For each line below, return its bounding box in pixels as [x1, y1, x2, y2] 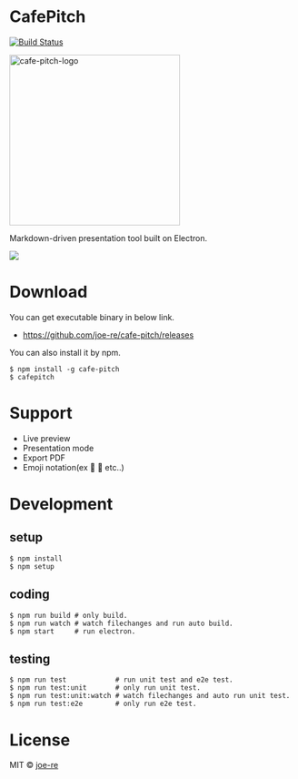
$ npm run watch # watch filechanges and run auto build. [9, 619, 233, 628]
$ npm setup [9, 561, 55, 571]
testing [9, 652, 51, 667]
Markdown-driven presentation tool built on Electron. [9, 232, 208, 243]
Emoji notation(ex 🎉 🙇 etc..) [22, 461, 124, 472]
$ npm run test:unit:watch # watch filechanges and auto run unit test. [9, 692, 291, 701]
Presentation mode [22, 442, 94, 453]
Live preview [22, 432, 71, 443]
